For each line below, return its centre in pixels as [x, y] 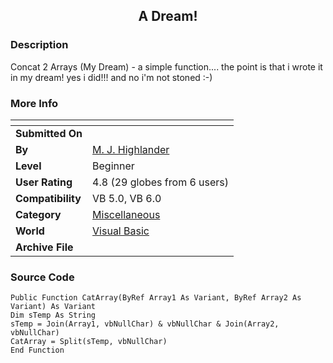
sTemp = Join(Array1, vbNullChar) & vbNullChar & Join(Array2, [145, 324]
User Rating [44, 182]
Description [39, 45]
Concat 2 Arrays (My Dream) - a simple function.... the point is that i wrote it [166, 66]
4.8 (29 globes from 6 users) [161, 182]
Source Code [42, 277]
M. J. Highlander [131, 149]
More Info [34, 103]
